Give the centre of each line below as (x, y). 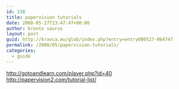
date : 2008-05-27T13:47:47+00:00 (48, 23)
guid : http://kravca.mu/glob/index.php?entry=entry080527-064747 (89, 39)
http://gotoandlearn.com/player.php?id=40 (59, 73)
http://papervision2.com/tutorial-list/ (51, 79)
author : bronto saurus (35, 28)
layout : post (23, 34)
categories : (21, 51)
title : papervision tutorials (44, 17)
